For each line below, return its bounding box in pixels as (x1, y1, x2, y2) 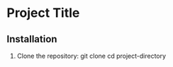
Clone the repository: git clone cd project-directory (16, 51, 167, 60)
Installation (6, 33, 57, 45)
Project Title (6, 5, 80, 21)
